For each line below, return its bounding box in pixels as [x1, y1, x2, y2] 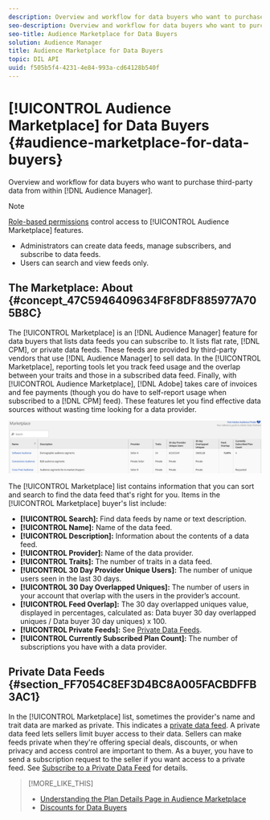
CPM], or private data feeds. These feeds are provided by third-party [8, 345, 237, 354]
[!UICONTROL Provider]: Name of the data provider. [19, 548, 194, 557]
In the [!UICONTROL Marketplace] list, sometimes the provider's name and [8, 712, 256, 721]
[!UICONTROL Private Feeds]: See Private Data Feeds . [19, 625, 202, 634]
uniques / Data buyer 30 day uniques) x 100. [19, 616, 167, 626]
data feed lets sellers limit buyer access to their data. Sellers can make [8, 728, 243, 738]
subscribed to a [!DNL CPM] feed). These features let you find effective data [8, 396, 261, 406]
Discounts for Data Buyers [39, 802, 127, 812]
